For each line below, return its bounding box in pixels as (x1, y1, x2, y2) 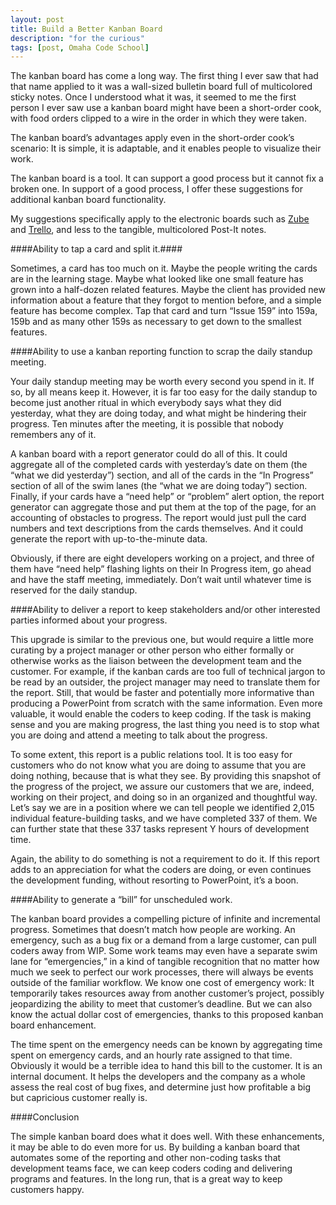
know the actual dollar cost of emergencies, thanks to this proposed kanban (10, 1009, 324, 1021)
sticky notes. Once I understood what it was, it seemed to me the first (10, 91, 297, 103)
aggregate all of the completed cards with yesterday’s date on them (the (10, 459, 308, 471)
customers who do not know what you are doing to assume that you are (10, 759, 307, 771)
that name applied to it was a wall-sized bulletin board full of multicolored (10, 81, 313, 93)
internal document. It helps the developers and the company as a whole (10, 1071, 306, 1083)
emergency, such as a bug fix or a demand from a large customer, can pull (10, 934, 317, 946)
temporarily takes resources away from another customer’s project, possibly (10, 987, 325, 1000)
